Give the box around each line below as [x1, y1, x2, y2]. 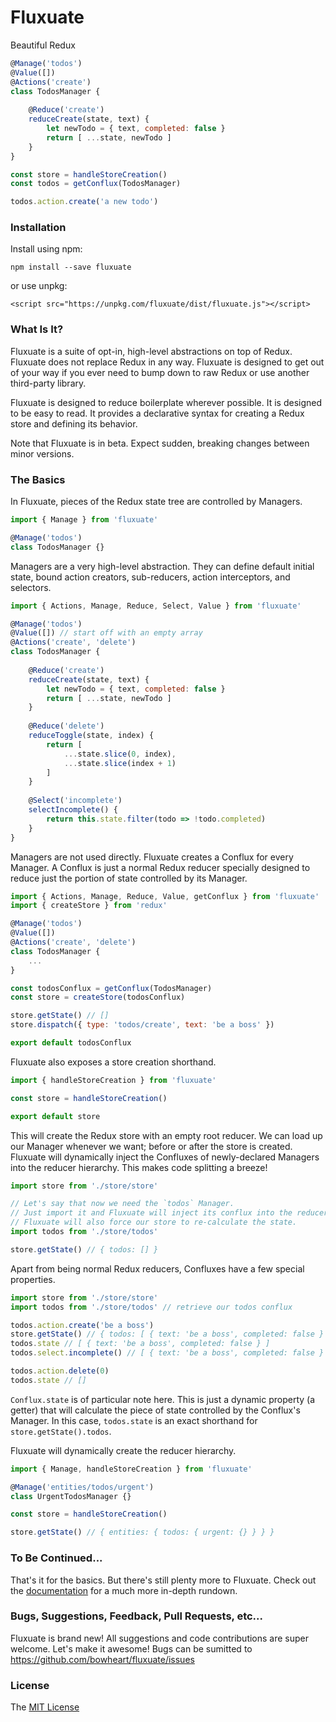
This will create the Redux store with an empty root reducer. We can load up [10, 1129, 323, 1141]
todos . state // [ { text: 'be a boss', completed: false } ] [10, 1339, 271, 1349]
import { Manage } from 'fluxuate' [10, 515, 159, 525]
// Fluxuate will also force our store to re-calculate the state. [10, 1217, 298, 1228]
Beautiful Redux [10, 39, 76, 51]
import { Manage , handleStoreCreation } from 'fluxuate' [10, 1464, 253, 1474]
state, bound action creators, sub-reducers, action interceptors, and [10, 571, 291, 583]
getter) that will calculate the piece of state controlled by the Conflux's [10, 1404, 301, 1416]
